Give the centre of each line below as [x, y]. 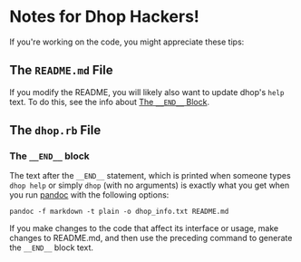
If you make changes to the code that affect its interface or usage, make [144, 228]
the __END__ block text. [51, 247]
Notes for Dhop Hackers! [104, 17]
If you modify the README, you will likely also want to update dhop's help [147, 92]
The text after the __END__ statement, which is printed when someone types [150, 176]
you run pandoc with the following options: [89, 195]
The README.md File [61, 70]
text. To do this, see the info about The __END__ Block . [110, 102]
